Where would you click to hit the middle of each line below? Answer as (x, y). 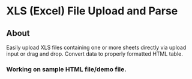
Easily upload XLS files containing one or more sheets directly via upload (96, 47)
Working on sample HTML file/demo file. (67, 69)
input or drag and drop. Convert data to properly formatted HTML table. (94, 54)
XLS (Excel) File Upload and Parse (92, 11)
